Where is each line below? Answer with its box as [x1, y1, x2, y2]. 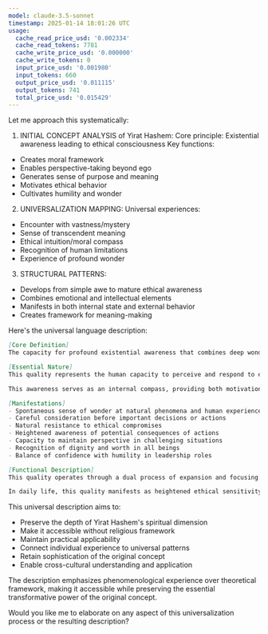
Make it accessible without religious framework [19, 526, 175, 536]
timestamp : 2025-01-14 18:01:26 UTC [8, 19, 130, 27]
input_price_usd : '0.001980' [15, 64, 112, 72]
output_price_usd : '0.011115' [15, 78, 116, 86]
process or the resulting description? [8, 616, 129, 626]
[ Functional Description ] [8, 465, 94, 474]
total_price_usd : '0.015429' [15, 94, 112, 102]
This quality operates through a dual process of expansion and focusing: [8, 473, 262, 481]
